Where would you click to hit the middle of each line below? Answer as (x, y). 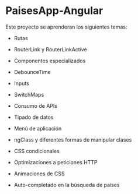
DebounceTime (32, 72)
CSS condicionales (37, 151)
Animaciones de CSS (39, 174)
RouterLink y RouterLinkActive (50, 49)
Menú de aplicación (38, 128)
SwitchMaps (29, 94)
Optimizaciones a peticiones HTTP (56, 162)
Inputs (22, 83)
